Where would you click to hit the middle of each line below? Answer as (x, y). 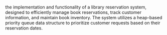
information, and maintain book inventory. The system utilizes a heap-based (84, 17)
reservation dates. (24, 28)
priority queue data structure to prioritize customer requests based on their (83, 23)
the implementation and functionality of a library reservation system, (76, 7)
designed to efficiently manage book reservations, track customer (73, 12)
